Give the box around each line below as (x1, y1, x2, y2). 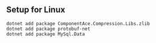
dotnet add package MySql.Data (6, 31, 85, 37)
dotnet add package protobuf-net (6, 26, 91, 32)
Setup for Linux (6, 5, 65, 15)
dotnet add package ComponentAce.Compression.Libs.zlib (6, 20, 150, 26)
